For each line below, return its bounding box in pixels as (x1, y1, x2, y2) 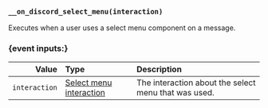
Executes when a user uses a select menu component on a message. (8, 23, 236, 33)
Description (136, 64, 182, 75)
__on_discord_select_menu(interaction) (8, 7, 164, 16)
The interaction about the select (136, 77, 256, 88)
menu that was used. (136, 87, 215, 98)
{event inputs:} (8, 43, 69, 54)
